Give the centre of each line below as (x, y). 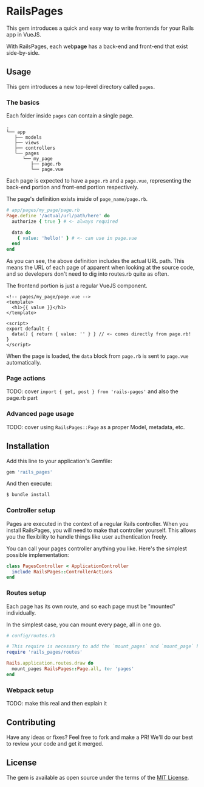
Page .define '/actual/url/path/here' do (58, 215)
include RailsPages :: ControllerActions (62, 572)
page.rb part (22, 398)
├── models (28, 138)
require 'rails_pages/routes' (45, 652)
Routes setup (26, 593)
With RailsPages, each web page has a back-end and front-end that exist (97, 46)
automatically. (24, 363)
